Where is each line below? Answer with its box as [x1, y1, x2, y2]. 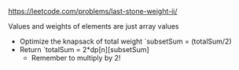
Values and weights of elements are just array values [8, 22, 179, 30]
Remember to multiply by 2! [31, 54, 121, 62]
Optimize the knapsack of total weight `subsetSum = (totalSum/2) [19, 37, 232, 46]
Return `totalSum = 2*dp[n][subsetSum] [19, 45, 149, 54]
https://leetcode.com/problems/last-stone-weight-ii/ [8, 7, 178, 16]
